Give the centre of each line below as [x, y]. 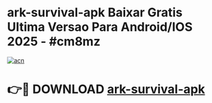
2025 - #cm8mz [54, 42]
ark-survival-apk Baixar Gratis [95, 13]
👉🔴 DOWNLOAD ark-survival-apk [106, 89]
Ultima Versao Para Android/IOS [100, 27]
